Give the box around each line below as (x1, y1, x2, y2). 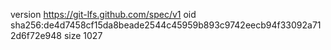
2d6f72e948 (10, 30, 62, 41)
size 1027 (63, 30, 103, 41)
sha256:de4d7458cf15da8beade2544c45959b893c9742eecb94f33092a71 (10, 19, 322, 31)
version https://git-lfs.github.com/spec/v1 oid (10, 9, 197, 20)
